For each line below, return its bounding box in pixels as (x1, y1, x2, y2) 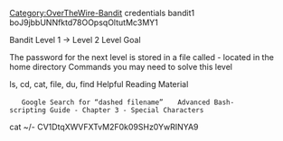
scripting (9, 106, 47, 115)
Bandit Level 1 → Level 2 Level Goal (9, 35, 142, 45)
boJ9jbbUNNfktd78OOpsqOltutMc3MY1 (9, 17, 158, 28)
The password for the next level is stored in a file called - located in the (9, 52, 274, 62)
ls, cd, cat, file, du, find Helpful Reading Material (9, 79, 189, 89)
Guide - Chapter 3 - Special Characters (49, 106, 204, 115)
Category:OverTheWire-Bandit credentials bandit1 (9, 8, 195, 18)
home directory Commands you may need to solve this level (9, 62, 233, 72)
